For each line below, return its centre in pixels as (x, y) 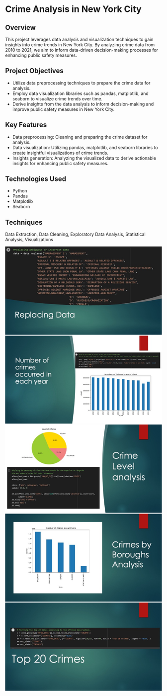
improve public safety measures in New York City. (63, 109)
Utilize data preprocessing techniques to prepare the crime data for (81, 83)
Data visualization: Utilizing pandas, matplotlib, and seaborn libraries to (85, 147)
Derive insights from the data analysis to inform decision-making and (83, 104)
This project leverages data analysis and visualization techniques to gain (79, 39)
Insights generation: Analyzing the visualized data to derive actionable (84, 158)
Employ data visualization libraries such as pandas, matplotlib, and (81, 93)
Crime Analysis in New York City (73, 9)
